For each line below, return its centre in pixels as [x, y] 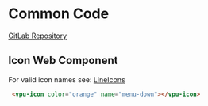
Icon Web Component [63, 61]
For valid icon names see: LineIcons [67, 79]
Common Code [59, 14]
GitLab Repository [38, 36]
